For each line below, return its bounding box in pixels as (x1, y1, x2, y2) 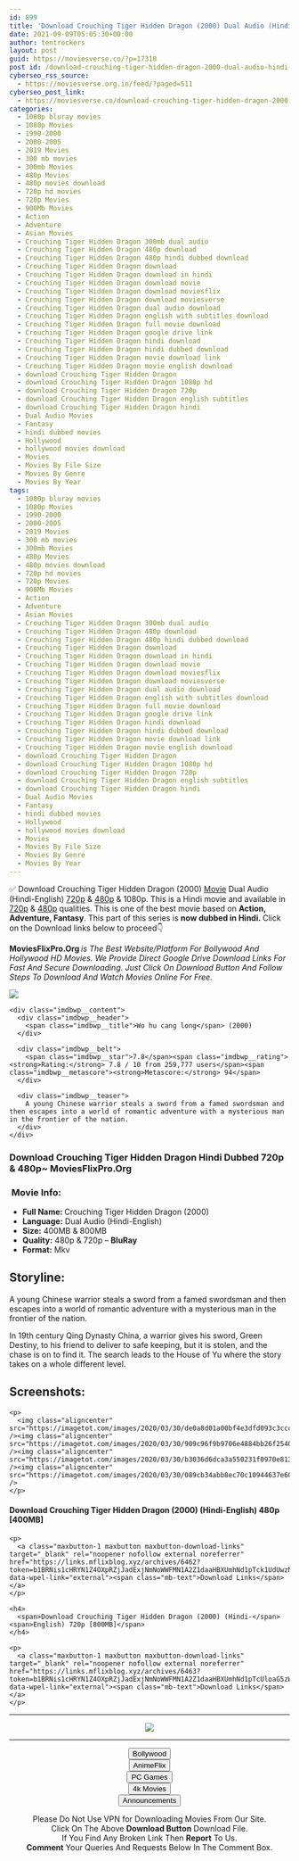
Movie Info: (11, 1186, 62, 1198)
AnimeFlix (133, 1760, 166, 1770)
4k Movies (133, 1783, 166, 1793)
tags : (9, 485, 29, 495)
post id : (9, 63, 42, 72)
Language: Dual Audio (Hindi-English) (21, 1216, 163, 1227)
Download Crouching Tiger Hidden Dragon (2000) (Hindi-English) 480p (9, 1505, 280, 1516)
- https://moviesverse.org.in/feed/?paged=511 (17, 79, 193, 88)
